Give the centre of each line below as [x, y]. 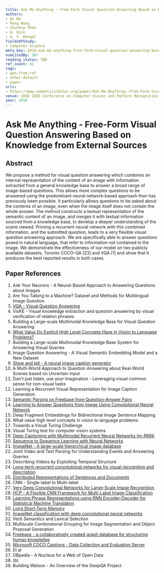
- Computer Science [25, 46]
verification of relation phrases [43, 316]
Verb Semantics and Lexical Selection [50, 519]
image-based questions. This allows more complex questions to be [73, 191]
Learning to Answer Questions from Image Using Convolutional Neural [83, 404]
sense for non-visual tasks [39, 383]
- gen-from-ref [21, 73]
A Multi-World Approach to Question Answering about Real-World [78, 368]
